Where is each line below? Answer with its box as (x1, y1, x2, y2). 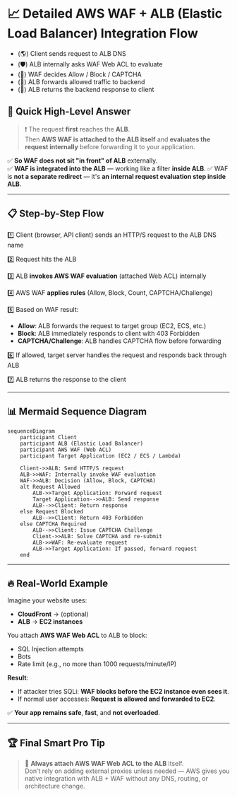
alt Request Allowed (20, 484, 80, 491)
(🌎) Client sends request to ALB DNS (17, 49, 126, 57)
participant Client (20, 434, 78, 441)
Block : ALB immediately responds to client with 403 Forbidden (17, 329, 200, 337)
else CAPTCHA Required (20, 520, 87, 528)
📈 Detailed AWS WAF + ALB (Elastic (7, 6, 223, 22)
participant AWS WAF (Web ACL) (20, 446, 112, 453)
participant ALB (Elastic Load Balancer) (20, 440, 143, 448)
